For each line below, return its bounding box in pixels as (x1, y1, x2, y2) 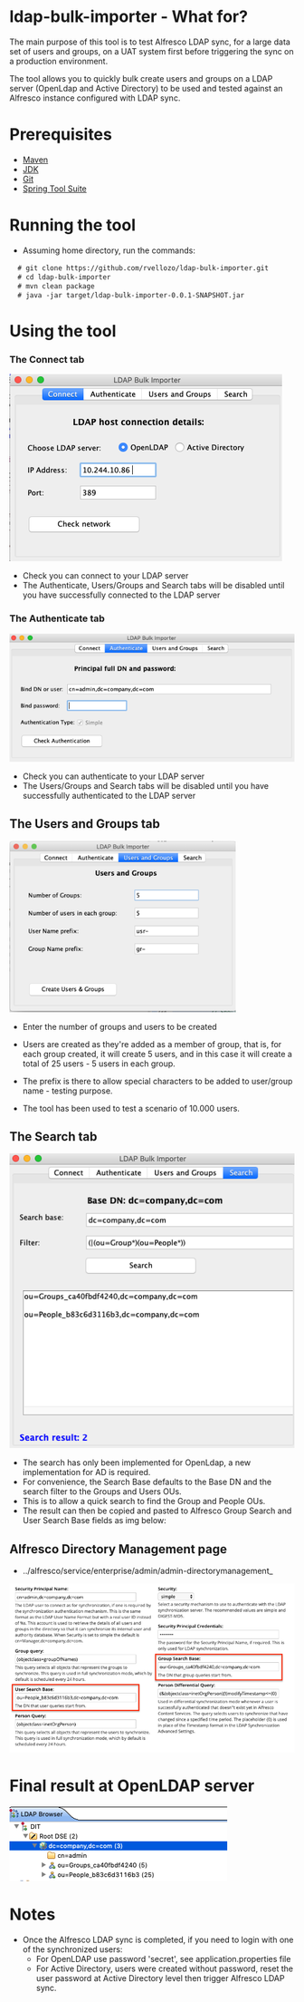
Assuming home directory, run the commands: (22, 245, 196, 256)
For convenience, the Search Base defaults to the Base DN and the (22, 1476, 272, 1488)
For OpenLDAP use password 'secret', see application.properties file (35, 1953, 291, 1964)
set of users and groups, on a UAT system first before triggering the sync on (9, 45, 294, 56)
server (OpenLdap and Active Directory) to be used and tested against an (9, 83, 283, 93)
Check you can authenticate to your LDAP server (22, 771, 205, 782)
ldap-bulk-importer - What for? (9, 6, 249, 27)
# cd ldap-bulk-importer (17, 272, 111, 282)
